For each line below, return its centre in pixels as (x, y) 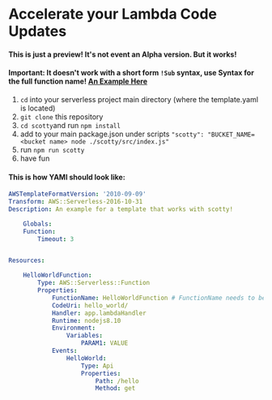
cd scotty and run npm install (70, 125)
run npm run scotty (52, 149)
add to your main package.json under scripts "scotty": (112, 134)
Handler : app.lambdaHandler (99, 313)
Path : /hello (117, 381)
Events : (65, 351)
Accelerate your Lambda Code (113, 14)
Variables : (85, 336)
